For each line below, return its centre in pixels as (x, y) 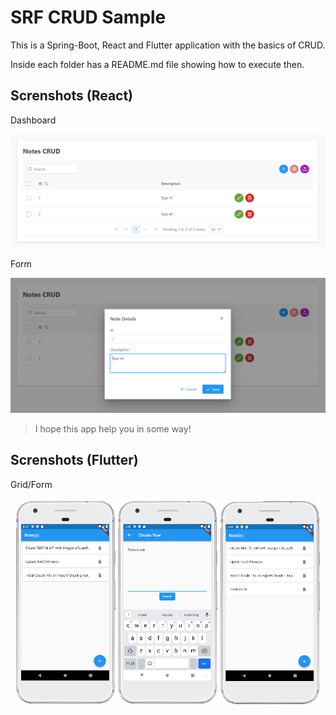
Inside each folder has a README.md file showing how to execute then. (157, 64)
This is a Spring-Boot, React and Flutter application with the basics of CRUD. (168, 45)
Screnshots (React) (72, 96)
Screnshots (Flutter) (74, 460)
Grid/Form (31, 484)
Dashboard (33, 120)
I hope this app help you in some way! (113, 428)
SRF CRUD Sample (88, 17)
